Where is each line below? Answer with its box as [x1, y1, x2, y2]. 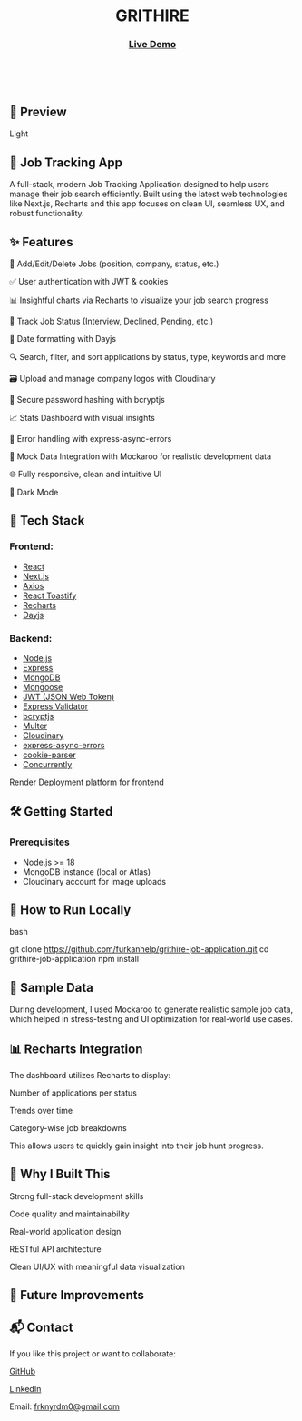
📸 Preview [9, 104, 67, 119]
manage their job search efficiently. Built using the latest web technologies [9, 188, 288, 200]
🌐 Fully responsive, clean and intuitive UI [9, 468, 162, 479]
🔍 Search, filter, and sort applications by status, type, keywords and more [9, 351, 286, 362]
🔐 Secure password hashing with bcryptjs [9, 394, 165, 405]
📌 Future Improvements [9, 1287, 145, 1303]
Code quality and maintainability [9, 1208, 130, 1219]
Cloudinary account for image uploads [22, 876, 166, 886]
